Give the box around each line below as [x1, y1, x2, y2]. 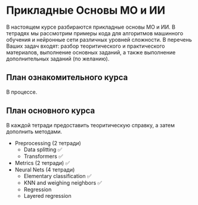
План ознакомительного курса [6, 72, 128, 82]
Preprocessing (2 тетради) [14, 139, 82, 146]
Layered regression [23, 192, 72, 199]
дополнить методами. [6, 128, 63, 135]
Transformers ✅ [23, 152, 64, 160]
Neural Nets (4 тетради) [14, 166, 75, 173]
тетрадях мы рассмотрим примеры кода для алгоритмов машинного [6, 29, 184, 36]
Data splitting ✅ [23, 146, 63, 153]
